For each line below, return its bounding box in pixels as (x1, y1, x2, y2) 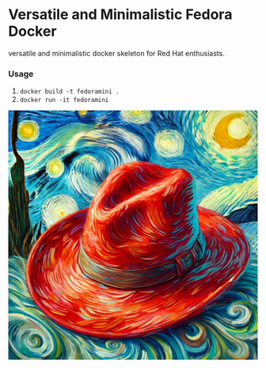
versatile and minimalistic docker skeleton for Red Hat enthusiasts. (8, 48, 226, 58)
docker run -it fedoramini (19, 97, 109, 104)
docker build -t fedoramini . (19, 88, 120, 96)
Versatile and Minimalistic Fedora (8, 6, 233, 24)
